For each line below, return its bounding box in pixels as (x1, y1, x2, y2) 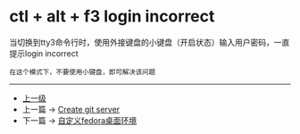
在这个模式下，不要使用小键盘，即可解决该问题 (9, 67, 156, 77)
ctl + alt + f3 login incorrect (9, 6, 215, 27)
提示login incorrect (9, 47, 79, 59)
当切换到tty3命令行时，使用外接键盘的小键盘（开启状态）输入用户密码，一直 (9, 37, 290, 47)
